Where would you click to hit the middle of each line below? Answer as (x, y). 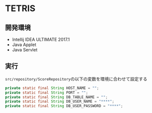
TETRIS (20, 8)
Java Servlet (25, 50)
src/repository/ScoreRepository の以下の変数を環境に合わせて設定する (76, 79)
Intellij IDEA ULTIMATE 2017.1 (41, 40)
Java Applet (24, 45)
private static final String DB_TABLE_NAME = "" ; (57, 97)
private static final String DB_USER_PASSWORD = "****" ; (64, 106)
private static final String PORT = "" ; (47, 93)
